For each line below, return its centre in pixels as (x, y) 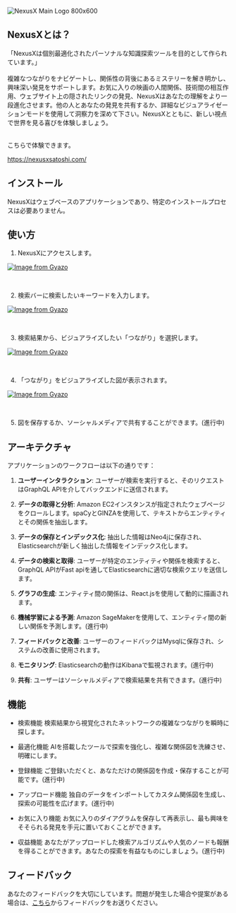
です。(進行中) (44, 779)
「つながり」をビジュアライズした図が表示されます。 (94, 380)
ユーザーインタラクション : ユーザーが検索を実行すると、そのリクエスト (121, 481)
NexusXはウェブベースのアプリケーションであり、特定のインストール (108, 201)
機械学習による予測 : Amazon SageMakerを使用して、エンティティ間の (119, 618)
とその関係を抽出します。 (54, 522)
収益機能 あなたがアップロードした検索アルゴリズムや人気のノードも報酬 (123, 842)
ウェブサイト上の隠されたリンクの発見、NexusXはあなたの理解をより (120, 96)
